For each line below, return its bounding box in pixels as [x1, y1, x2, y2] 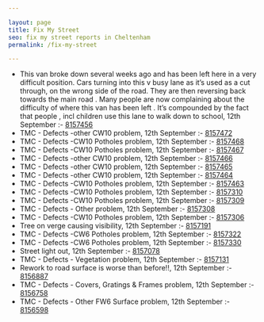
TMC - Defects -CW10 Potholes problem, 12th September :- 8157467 [19, 145, 244, 155]
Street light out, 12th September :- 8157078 [19, 247, 160, 256]
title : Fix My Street [8, 25, 80, 34]
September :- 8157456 [19, 120, 94, 129]
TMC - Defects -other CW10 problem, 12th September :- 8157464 [19, 171, 234, 180]
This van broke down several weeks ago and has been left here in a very [19, 69, 257, 79]
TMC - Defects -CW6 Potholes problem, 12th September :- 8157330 [19, 238, 242, 247]
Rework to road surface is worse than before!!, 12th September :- [19, 263, 232, 273]
